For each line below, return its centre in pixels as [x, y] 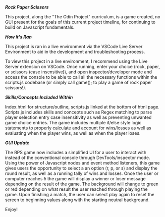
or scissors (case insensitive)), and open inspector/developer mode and [79, 72]
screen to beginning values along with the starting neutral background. [78, 200]
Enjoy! [12, 209]
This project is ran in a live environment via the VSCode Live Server [74, 46]
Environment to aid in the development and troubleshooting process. [75, 52]
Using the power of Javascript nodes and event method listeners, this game [82, 163]
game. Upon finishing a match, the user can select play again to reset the [80, 194]
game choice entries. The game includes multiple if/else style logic [73, 123]
